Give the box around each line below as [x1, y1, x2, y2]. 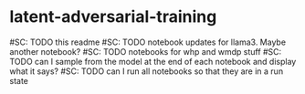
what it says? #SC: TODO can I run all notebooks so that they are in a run [9, 66, 284, 77]
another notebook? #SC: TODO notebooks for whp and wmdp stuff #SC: [9, 46, 282, 57]
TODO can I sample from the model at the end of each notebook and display [9, 56, 297, 67]
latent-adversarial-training [9, 6, 217, 27]
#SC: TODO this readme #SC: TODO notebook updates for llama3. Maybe [9, 37, 286, 47]
